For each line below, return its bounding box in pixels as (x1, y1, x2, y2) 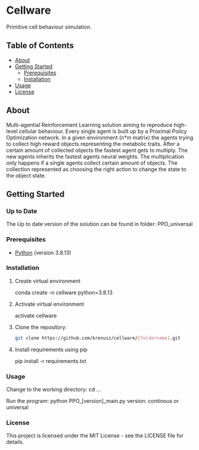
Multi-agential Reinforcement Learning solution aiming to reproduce (6, 121, 173, 128)
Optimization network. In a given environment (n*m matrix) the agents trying (6, 134, 194, 141)
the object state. (6, 172, 46, 179)
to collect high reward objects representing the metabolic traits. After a (6, 140, 180, 147)
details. (6, 439, 24, 446)
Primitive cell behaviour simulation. (6, 23, 92, 30)
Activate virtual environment (14, 300, 85, 308)
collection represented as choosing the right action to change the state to (6, 165, 186, 173)
